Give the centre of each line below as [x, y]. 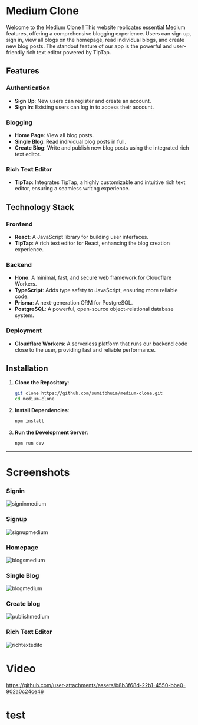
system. [24, 315]
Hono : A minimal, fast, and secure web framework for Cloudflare [93, 278]
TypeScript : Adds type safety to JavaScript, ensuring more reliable [96, 290]
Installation [27, 368]
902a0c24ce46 [25, 691]
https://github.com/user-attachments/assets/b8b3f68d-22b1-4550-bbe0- [96, 685]
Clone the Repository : [42, 383]
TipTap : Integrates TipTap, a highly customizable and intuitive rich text [100, 182]
